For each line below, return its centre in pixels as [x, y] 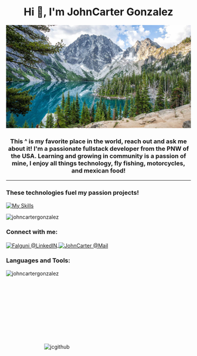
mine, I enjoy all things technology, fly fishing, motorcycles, [98, 163]
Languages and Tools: [38, 260]
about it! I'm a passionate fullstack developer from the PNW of [98, 148]
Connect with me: [32, 232]
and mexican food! [98, 171]
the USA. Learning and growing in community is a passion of [98, 156]
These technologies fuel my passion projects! [73, 193]
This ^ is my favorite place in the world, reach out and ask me [98, 141]
